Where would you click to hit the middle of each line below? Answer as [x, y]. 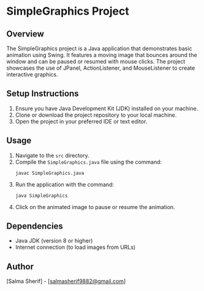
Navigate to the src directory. [52, 155]
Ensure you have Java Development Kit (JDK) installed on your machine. [107, 108]
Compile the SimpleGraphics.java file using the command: [89, 162]
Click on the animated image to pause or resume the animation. [95, 207]
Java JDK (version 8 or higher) [54, 241]
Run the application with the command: [65, 184]
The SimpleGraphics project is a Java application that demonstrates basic [99, 48]
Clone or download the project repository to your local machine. [96, 115]
